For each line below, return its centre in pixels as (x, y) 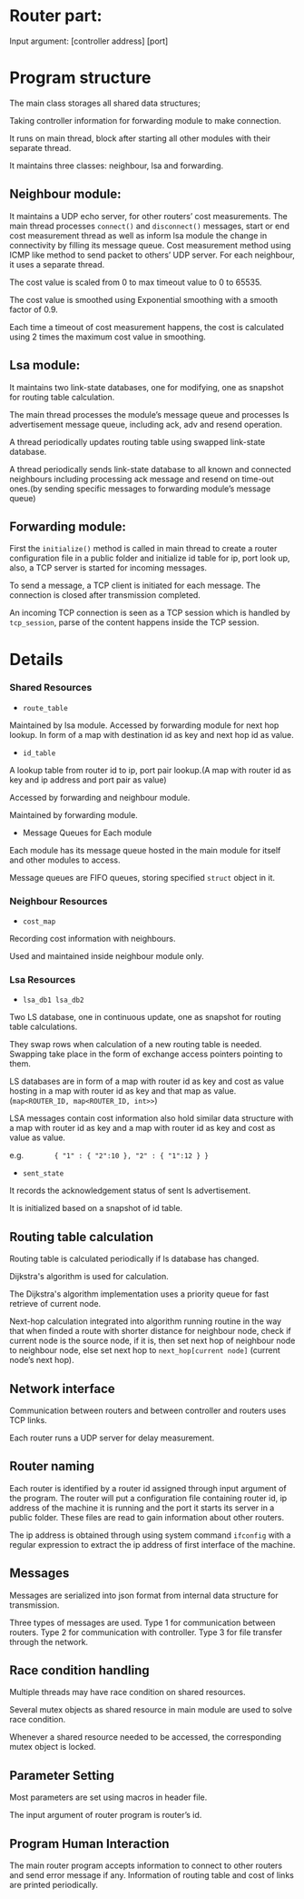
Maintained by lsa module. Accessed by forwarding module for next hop (144, 725)
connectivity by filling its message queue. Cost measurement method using (151, 245)
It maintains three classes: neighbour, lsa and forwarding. (117, 166)
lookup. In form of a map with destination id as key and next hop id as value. (152, 734)
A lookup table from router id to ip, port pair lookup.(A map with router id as (151, 770)
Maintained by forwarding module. (74, 814)
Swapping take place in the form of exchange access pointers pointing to (146, 1054)
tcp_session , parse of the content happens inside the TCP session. (134, 622)
